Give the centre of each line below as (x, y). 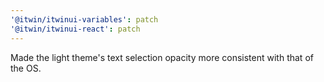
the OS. (26, 68)
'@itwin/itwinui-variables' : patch (84, 19)
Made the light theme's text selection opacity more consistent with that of (162, 57)
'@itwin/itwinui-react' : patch (75, 29)
